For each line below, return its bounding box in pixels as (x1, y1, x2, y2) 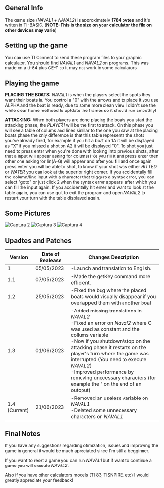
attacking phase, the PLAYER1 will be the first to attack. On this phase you (5, 122, 154, 128)
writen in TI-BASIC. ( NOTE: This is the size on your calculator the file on (5, 22, 152, 28)
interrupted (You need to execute (70, 356, 147, 363)
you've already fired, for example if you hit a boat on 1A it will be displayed (5, 138, 155, 144)
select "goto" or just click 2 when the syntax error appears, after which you (5, 179, 156, 185)
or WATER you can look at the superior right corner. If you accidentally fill (5, 169, 153, 175)
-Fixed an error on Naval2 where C (70, 320, 152, 327)
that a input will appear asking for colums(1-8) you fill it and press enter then (5, 154, 159, 159)
